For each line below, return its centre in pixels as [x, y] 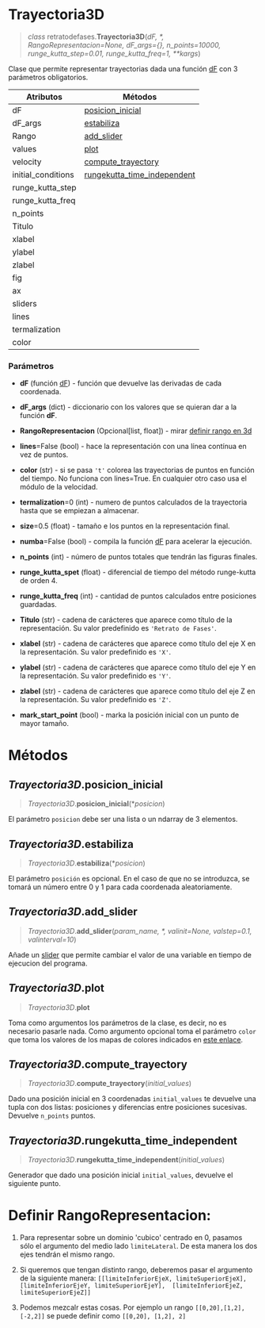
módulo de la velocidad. [59, 487]
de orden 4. [38, 581]
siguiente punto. [35, 1184]
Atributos [45, 97]
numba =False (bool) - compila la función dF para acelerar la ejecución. [136, 542]
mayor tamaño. [44, 723]
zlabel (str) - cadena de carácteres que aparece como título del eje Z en [137, 691]
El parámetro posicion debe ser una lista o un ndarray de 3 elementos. [123, 819]
